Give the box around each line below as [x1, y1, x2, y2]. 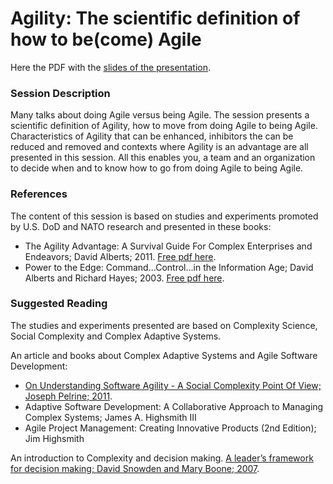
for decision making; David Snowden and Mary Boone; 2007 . [10, 462, 260, 474]
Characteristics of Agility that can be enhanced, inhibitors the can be [10, 130, 294, 142]
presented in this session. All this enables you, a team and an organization [10, 152, 316, 164]
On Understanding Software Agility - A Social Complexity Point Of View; [24, 379, 322, 391]
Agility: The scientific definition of [10, 7, 301, 30]
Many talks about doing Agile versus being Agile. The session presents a [10, 109, 310, 121]
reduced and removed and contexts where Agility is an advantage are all [10, 141, 309, 153]
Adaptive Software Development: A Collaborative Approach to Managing [24, 400, 324, 412]
